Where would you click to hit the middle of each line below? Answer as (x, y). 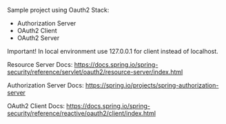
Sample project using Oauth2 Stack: (58, 10)
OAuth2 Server (38, 38)
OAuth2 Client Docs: (36, 106)
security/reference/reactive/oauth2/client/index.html (82, 113)
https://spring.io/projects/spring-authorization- (152, 85)
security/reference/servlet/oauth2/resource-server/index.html (95, 72)
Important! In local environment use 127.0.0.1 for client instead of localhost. (113, 51)
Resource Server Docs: (40, 64)
